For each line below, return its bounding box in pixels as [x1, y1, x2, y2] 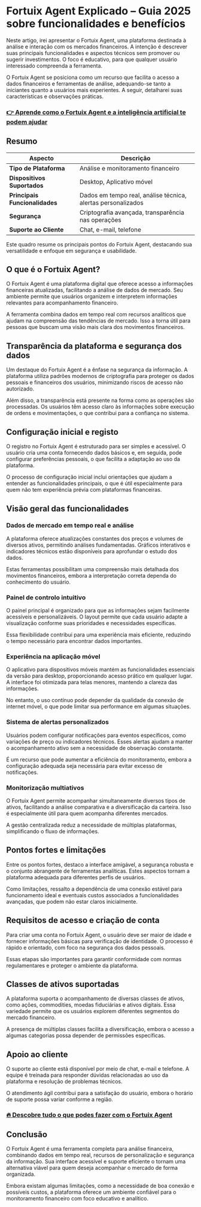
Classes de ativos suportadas [6, 979, 120, 989]
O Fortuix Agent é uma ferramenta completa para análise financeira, [6, 1145, 174, 1152]
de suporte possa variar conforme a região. [6, 1096, 114, 1103]
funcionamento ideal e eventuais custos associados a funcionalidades [6, 891, 179, 898]
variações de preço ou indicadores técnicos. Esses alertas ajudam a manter [6, 737, 193, 745]
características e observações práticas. [6, 93, 103, 100]
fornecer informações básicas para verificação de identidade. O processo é [6, 937, 193, 944]
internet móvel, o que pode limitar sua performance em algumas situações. [6, 703, 191, 710]
